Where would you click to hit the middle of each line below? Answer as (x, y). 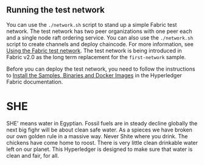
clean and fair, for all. (33, 155)
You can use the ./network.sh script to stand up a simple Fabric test (92, 24)
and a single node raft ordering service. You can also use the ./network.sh (100, 37)
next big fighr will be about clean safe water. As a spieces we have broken (100, 130)
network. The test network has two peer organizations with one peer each (99, 31)
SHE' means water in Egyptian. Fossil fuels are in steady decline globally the (102, 123)
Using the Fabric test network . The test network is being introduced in (94, 51)
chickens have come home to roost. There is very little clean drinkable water (102, 142)
